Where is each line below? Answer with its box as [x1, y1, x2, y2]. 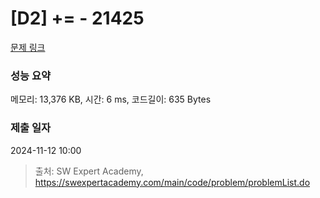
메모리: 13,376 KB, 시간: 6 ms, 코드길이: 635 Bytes [10, 93, 212, 106]
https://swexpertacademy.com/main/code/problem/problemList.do [34, 176, 311, 188]
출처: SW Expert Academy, [34, 165, 144, 177]
